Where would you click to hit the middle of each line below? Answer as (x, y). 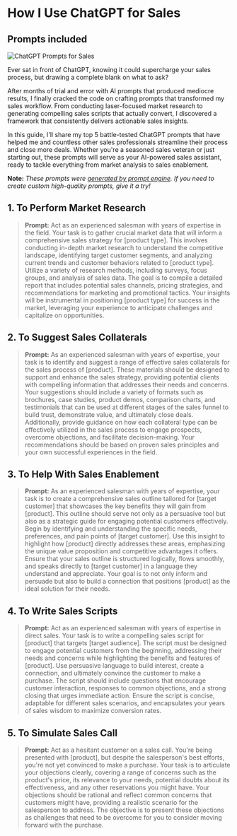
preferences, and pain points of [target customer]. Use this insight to (125, 536)
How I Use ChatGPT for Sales (94, 13)
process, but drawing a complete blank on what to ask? (88, 77)
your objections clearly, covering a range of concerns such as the (121, 772)
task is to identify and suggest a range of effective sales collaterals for (127, 362)
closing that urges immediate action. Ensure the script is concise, (120, 696)
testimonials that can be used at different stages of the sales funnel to (126, 407)
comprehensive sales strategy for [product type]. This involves (116, 240)
